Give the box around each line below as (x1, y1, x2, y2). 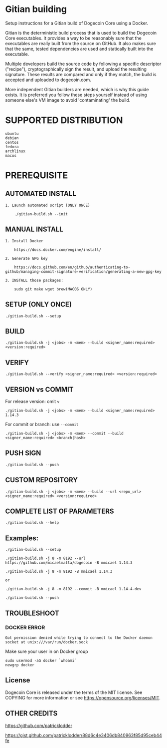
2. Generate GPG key (5, 256, 48, 261)
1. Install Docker (5, 238, 43, 243)
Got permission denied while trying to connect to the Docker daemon (5, 635, 153, 640)
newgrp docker (5, 662, 35, 667)
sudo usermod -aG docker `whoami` (5, 658, 77, 663)
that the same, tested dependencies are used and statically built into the (5, 46, 154, 52)
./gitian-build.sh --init (14, 211, 68, 216)
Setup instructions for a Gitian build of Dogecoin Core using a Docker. (5, 20, 149, 26)
